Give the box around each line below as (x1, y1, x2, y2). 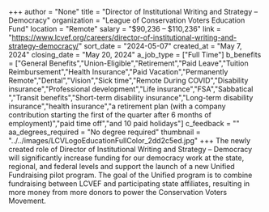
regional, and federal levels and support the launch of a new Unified (8, 162, 235, 171)
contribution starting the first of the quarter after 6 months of (8, 110, 212, 120)
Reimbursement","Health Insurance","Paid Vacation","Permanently (8, 67, 228, 76)
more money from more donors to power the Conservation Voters (8, 188, 228, 197)
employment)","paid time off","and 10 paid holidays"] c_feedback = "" (8, 119, 240, 128)
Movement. (8, 196, 46, 206)
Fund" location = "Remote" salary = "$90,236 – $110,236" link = (8, 24, 221, 33)
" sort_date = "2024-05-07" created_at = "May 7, (78, 41, 242, 51)
